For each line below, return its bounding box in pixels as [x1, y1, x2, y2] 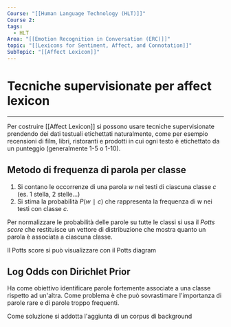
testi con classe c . [16, 204, 69, 212]
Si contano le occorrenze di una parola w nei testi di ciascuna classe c [16, 182, 217, 190]
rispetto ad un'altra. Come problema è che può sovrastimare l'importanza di [7, 291, 222, 300]
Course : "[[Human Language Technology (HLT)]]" [7, 10, 146, 17]
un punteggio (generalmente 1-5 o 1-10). [7, 144, 121, 152]
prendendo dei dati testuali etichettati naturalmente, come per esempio [7, 129, 208, 138]
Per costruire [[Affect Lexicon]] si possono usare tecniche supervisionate [7, 122, 215, 130]
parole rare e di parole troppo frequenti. [7, 299, 120, 307]
